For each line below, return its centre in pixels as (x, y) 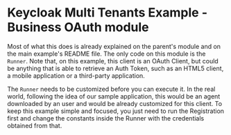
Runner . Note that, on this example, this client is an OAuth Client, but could (113, 61)
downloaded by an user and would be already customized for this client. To (115, 103)
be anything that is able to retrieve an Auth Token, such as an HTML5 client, (115, 68)
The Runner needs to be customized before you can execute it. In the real (111, 89)
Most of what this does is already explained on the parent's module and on (114, 46)
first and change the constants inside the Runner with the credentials (106, 118)
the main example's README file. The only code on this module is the (106, 54)
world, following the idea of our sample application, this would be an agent (114, 96)
